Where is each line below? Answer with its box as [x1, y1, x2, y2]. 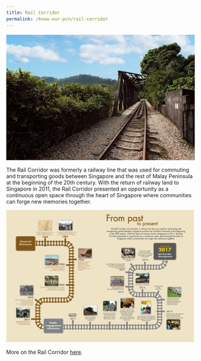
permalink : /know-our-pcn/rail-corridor [6, 16, 109, 22]
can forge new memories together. [6, 198, 92, 205]
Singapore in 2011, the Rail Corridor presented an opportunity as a [6, 185, 169, 192]
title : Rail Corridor [6, 10, 60, 16]
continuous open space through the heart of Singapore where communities [6, 191, 192, 198]
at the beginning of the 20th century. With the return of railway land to [6, 179, 179, 186]
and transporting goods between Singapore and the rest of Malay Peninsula [6, 172, 193, 179]
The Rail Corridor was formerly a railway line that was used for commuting [6, 166, 190, 173]
